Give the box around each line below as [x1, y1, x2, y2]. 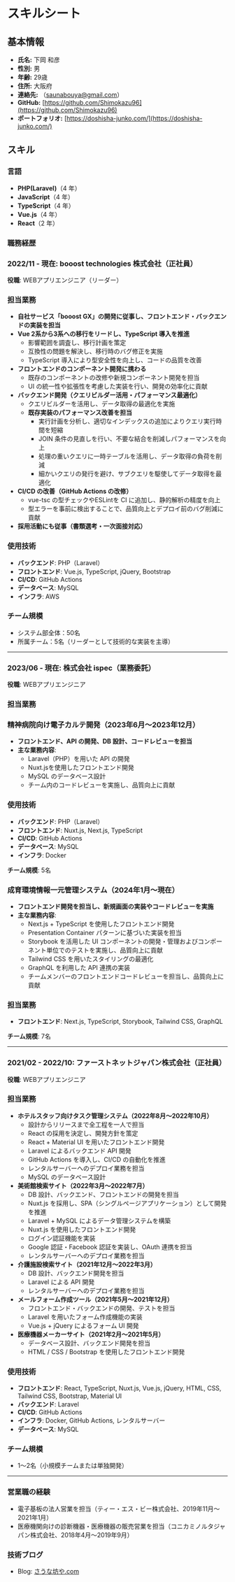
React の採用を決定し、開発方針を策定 [27, 1129, 138, 1137]
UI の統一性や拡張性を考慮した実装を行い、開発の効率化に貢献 [27, 382, 208, 391]
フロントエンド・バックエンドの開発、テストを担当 [27, 1304, 176, 1312]
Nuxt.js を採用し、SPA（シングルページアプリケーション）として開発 [27, 1199, 227, 1207]
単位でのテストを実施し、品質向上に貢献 [46, 946, 163, 954]
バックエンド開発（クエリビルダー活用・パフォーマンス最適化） [17, 391, 201, 399]
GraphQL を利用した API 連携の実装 [27, 963, 131, 971]
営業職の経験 [7, 1487, 51, 1497]
